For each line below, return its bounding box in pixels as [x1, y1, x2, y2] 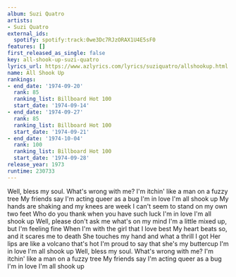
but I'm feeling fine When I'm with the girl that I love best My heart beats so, [7, 224, 228, 233]
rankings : [7, 75, 37, 83]
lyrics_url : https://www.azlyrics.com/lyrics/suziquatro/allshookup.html [7, 63, 229, 70]
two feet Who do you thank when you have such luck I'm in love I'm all [7, 209, 211, 218]
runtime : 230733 [7, 167, 55, 175]
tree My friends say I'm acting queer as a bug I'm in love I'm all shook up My [7, 195, 229, 203]
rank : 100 [13, 142, 42, 149]
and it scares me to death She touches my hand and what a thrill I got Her [7, 232, 221, 240]
